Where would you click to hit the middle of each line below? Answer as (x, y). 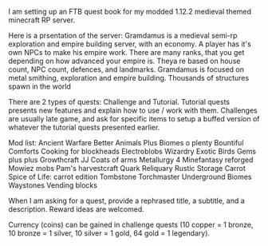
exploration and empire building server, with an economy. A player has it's (130, 44)
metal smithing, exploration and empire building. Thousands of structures (129, 78)
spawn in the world (40, 86)
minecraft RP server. (42, 20)
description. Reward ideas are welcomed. (77, 209)
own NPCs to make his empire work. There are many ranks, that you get (126, 52)
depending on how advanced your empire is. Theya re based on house (124, 61)
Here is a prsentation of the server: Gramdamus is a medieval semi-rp (123, 36)
